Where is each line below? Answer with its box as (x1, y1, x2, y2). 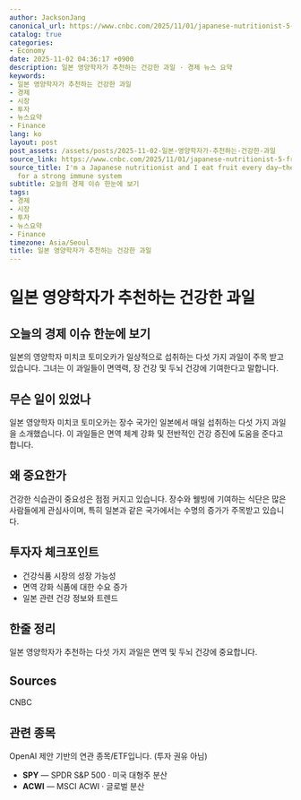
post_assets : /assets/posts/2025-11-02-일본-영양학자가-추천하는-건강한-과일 (9, 146, 276, 155)
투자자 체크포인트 (9, 545, 99, 560)
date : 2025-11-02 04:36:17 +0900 (9, 55, 134, 64)
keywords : (9, 72, 47, 81)
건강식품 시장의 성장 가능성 (21, 570, 116, 581)
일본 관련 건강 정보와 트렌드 (21, 592, 119, 603)
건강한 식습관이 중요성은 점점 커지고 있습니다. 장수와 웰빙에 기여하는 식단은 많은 (9, 494, 287, 504)
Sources (9, 673, 57, 688)
